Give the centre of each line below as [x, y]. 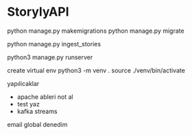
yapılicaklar [23, 83]
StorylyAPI [38, 12]
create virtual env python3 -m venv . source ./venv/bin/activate [96, 70]
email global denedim [37, 124]
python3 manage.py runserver [50, 57]
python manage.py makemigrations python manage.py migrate [96, 31]
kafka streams [37, 111]
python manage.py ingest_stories [54, 44]
